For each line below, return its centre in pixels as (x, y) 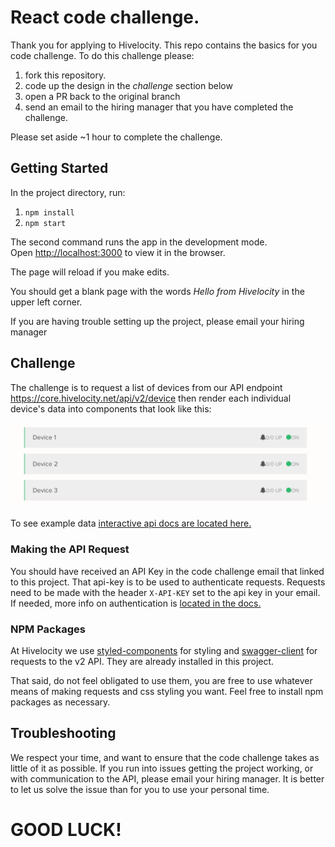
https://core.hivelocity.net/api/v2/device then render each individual (151, 398)
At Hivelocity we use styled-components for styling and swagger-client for (164, 650)
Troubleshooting (63, 733)
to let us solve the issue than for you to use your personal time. (140, 789)
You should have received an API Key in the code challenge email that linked (167, 571)
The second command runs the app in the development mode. (139, 242)
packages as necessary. (60, 702)
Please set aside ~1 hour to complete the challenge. (116, 137)
